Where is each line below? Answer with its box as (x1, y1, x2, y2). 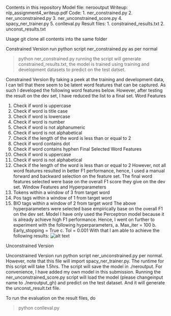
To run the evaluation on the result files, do (6, 295, 96, 301)
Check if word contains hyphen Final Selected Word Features (13, 146, 142, 152)
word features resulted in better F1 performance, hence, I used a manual (13, 168, 165, 174)
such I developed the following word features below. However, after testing (6, 87, 163, 93)
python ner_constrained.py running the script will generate (18, 56, 141, 62)
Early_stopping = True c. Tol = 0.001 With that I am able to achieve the (13, 227, 160, 233)
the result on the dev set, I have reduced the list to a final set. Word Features (6, 93, 166, 99)
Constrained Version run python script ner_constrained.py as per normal (6, 46, 158, 52)
